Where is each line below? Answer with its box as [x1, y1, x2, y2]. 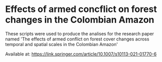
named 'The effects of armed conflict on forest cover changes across [5, 36, 149, 42]
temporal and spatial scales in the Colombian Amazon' [5, 41, 118, 47]
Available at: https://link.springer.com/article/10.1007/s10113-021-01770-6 [5, 51, 157, 57]
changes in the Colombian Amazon [5, 14, 154, 25]
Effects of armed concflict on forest [5, 3, 157, 15]
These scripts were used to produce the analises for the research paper [5, 30, 154, 36]
